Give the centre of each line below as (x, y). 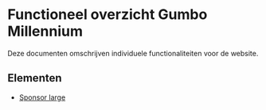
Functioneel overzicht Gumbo (108, 15)
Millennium (45, 31)
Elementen (35, 78)
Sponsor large (42, 97)
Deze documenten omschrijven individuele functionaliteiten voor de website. (133, 53)
